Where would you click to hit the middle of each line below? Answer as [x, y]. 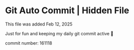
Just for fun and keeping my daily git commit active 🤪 [59, 33]
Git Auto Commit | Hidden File [67, 11]
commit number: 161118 [29, 43]
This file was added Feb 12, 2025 [39, 24]
